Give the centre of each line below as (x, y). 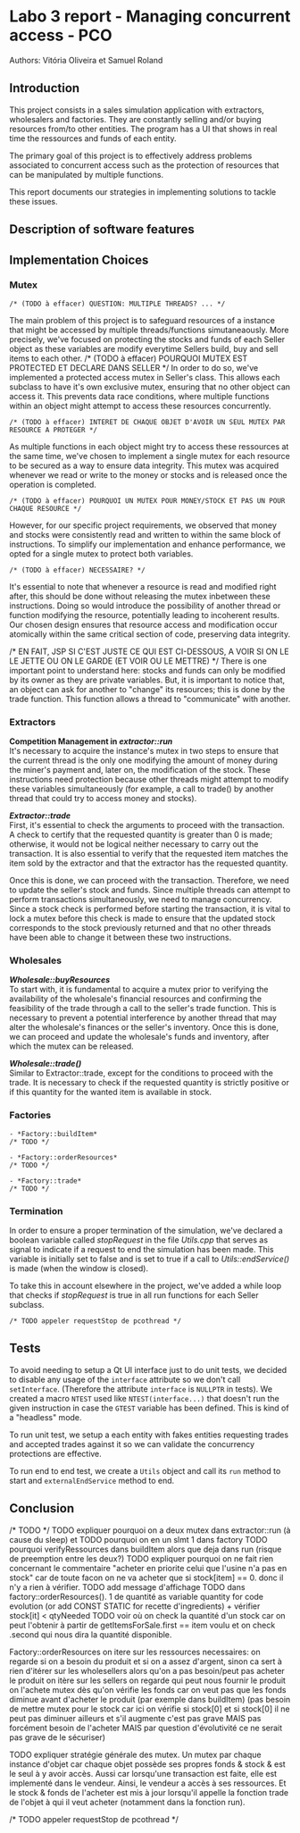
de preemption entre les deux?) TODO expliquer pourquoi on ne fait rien (142, 1558)
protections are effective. (56, 1453)
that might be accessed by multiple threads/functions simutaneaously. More (149, 330)
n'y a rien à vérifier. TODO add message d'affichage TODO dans (127, 1586)
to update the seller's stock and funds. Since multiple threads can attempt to (150, 890)
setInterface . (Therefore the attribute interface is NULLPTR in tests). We (141, 1389)
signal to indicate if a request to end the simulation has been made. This (142, 1250)
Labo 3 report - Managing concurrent (150, 17)
